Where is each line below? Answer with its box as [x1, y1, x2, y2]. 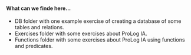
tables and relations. [14, 24, 64, 31]
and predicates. [14, 43, 53, 50]
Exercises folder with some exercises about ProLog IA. [14, 30, 147, 37]
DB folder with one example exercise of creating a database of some [14, 18, 182, 25]
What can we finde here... [6, 5, 71, 12]
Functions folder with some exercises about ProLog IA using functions [14, 36, 185, 43]
